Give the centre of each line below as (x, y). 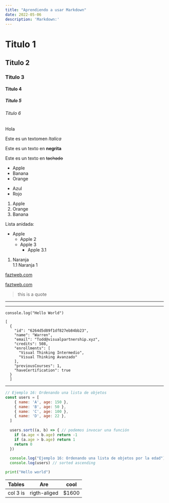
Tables (16, 484)
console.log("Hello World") (35, 313)
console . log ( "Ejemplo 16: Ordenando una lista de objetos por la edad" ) (88, 458)
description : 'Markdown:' (32, 19)
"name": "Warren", (33, 335)
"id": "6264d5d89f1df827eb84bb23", (52, 331)
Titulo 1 (21, 44)
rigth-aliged (44, 493)
